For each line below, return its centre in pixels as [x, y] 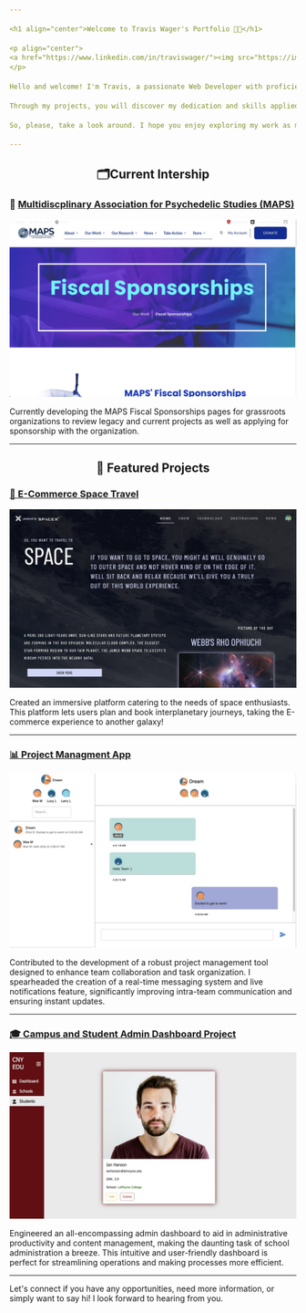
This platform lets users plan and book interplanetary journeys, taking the [147, 713]
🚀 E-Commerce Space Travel [74, 495]
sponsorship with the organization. [74, 431]
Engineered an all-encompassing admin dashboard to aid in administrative [149, 1233]
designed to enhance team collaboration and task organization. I [130, 972]
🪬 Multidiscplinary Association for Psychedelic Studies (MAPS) [152, 204]
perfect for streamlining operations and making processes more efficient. [147, 1262]
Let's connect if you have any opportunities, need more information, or [142, 1288]
